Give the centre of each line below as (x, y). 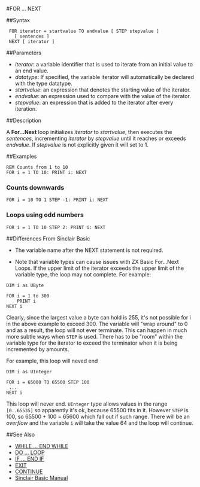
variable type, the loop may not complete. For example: (83, 274)
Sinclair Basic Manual (41, 477)
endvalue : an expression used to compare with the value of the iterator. (103, 96)
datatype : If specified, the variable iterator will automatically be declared (104, 77)
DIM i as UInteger (29, 372)
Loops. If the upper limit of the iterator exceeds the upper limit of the (99, 268)
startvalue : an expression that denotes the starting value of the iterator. (103, 90)
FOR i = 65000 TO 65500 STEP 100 (48, 382)
